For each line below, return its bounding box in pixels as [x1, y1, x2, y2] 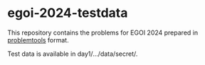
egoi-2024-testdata [7, 5, 128, 21]
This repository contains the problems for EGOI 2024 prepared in [7, 28, 198, 37]
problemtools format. [7, 35, 69, 44]
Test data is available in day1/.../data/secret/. [7, 49, 138, 58]
